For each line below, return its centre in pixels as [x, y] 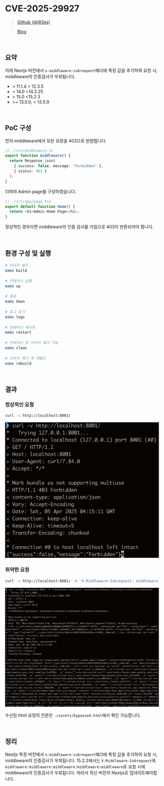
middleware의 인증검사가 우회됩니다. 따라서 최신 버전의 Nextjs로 [67, 773]
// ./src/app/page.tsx [28, 201]
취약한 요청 [17, 570]
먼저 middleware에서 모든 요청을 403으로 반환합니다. [56, 140]
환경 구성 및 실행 [28, 253]
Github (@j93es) [33, 22]
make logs [15, 317]
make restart [18, 333]
